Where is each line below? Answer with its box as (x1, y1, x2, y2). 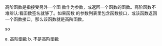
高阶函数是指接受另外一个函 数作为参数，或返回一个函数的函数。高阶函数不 (5, 4, 156, 10)
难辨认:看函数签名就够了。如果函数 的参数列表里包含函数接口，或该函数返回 (5, 10, 157, 16)
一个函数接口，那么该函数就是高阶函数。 (5, 16, 86, 22)
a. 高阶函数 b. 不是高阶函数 (5, 36, 60, 42)
